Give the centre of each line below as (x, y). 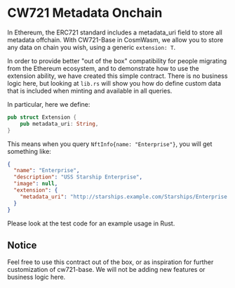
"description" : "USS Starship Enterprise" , (78, 177)
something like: (29, 151)
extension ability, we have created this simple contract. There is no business (117, 76)
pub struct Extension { (42, 117)
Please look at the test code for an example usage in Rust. (91, 223)
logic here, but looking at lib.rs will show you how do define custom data (114, 83)
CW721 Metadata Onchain (85, 13)
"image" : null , (36, 184)
